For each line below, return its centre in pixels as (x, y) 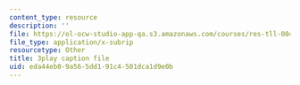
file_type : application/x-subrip (71, 42)
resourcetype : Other (48, 50)
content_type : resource (54, 17)
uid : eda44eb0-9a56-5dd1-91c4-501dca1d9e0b (92, 67)
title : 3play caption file (59, 58)
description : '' (39, 26)
